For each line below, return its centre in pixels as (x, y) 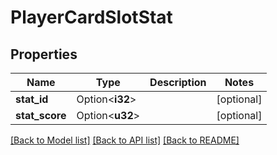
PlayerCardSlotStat (91, 17)
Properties (44, 54)
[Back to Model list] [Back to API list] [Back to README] (125, 140)
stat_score (41, 115)
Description (178, 82)
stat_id (32, 99)
